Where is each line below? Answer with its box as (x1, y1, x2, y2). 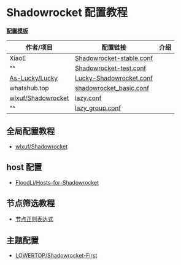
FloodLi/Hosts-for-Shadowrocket (15, 179, 99, 186)
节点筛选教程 (6, 198, 55, 209)
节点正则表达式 (15, 215, 53, 223)
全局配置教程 (6, 126, 55, 137)
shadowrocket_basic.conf (74, 83, 149, 92)
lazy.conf (74, 93, 102, 102)
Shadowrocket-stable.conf (74, 53, 153, 62)
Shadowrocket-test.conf (74, 64, 147, 72)
